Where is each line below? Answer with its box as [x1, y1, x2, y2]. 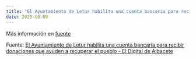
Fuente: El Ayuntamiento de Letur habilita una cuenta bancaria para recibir [6, 41, 184, 48]
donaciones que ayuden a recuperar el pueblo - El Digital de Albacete [6, 47, 173, 54]
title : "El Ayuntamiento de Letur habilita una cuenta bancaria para [6, 8, 179, 15]
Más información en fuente [6, 30, 71, 37]
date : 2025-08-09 [6, 14, 48, 20]
